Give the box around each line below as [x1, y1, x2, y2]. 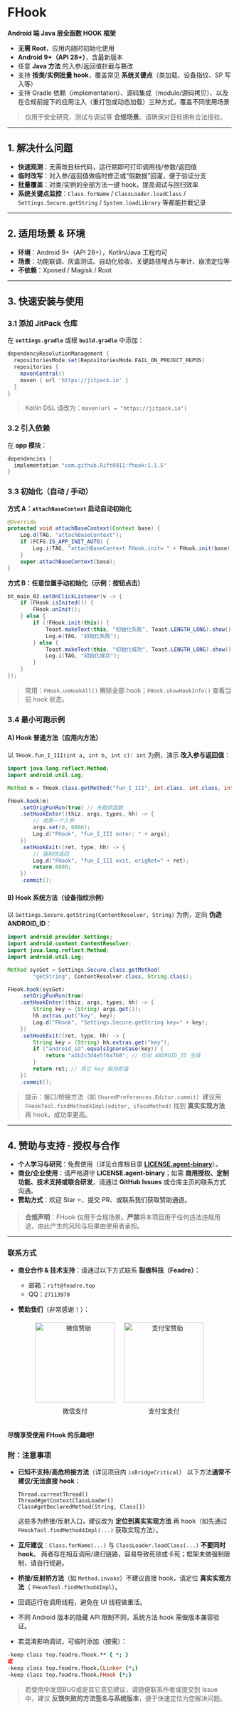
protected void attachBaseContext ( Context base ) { [7, 525, 161, 532]
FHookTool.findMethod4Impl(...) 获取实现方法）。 [17, 1526, 162, 1534]
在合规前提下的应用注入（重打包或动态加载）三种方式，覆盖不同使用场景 [17, 97, 230, 106]
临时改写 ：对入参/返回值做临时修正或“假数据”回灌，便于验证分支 [17, 171, 207, 180]
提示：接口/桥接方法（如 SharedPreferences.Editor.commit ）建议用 [24, 1092, 222, 1101]
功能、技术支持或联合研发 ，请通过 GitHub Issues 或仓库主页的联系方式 [17, 1178, 226, 1186]
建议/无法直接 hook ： [17, 1477, 81, 1485]
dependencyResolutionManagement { [7, 350, 110, 357]
